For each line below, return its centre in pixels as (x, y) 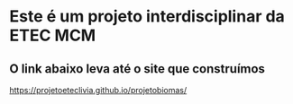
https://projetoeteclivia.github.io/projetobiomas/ (98, 90)
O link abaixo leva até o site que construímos (137, 69)
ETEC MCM (53, 35)
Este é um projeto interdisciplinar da (147, 17)
